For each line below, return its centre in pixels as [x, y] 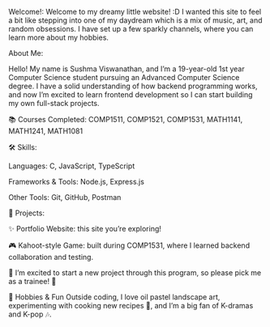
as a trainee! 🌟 [32, 281]
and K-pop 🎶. [30, 314]
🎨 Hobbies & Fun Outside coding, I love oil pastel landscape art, [114, 297]
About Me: [26, 53]
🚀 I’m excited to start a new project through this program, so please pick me [135, 273]
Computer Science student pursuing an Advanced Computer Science [124, 77]
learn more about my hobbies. [59, 37]
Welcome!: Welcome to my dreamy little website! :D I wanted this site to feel [135, 12]
